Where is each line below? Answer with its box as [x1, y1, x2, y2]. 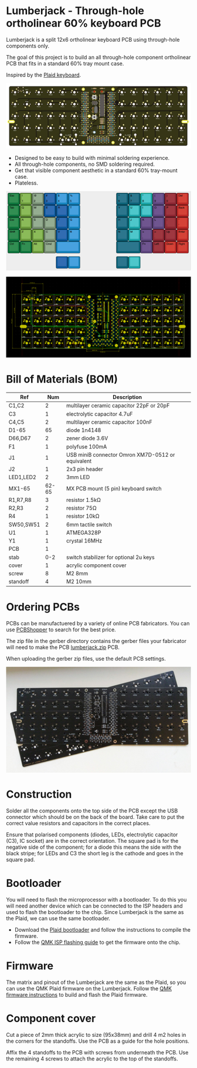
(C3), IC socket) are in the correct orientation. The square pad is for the [6, 837, 179, 844]
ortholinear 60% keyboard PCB [6, 16, 161, 30]
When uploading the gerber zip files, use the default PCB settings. [6, 655, 166, 662]
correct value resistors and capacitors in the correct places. [6, 819, 151, 826]
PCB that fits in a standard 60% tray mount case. [6, 60, 124, 67]
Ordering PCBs [6, 601, 80, 614]
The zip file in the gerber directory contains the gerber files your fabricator [6, 637, 186, 644]
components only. [6, 42, 50, 49]
